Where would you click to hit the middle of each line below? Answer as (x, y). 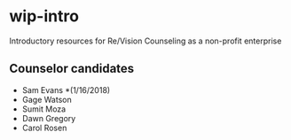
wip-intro (44, 16)
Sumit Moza (44, 109)
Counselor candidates (72, 69)
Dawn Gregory (49, 118)
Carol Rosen (44, 128)
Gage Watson (47, 99)
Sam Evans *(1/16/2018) (66, 89)
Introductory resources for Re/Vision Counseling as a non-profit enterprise (145, 41)
